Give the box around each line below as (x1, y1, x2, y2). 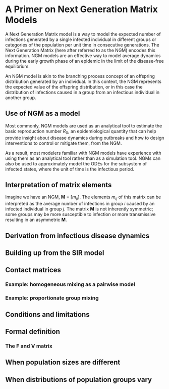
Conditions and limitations (5, 310, 90, 319)
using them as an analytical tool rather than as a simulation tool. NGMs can (5, 155, 160, 161)
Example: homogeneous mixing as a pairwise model (5, 281, 135, 288)
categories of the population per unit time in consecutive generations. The (5, 41, 160, 48)
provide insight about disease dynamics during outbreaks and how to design (5, 135, 164, 141)
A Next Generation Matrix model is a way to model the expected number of (5, 31, 161, 37)
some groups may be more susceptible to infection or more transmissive (5, 211, 156, 218)
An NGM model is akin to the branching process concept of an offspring (5, 73, 155, 79)
